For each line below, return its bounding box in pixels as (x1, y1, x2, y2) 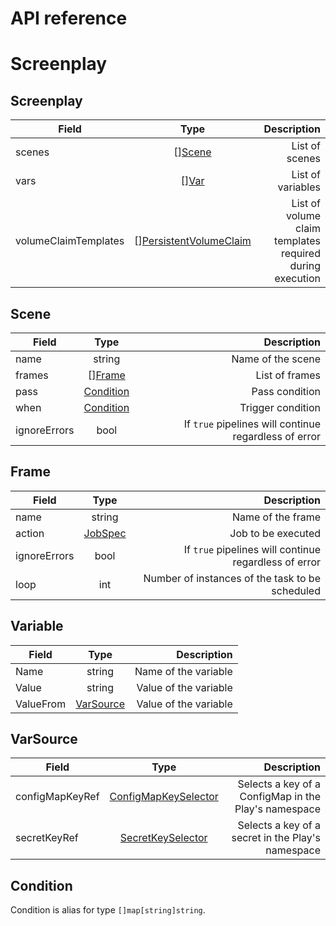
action (15, 526, 45, 540)
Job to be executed (229, 526, 321, 540)
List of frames (255, 368, 321, 382)
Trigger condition (239, 401, 321, 414)
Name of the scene (231, 352, 321, 366)
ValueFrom (15, 697, 67, 711)
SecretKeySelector (119, 831, 208, 845)
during (289, 259, 321, 273)
